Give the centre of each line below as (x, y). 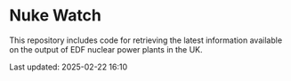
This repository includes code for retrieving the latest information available (146, 40)
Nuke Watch (56, 16)
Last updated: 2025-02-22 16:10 (69, 67)
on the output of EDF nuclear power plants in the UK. (106, 49)
